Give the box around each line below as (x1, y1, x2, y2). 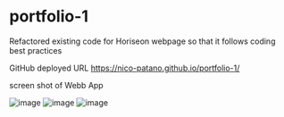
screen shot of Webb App (9, 79, 104, 90)
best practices (9, 45, 63, 55)
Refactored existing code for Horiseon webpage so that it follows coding (9, 36, 276, 46)
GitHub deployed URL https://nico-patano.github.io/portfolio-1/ (9, 63, 240, 73)
